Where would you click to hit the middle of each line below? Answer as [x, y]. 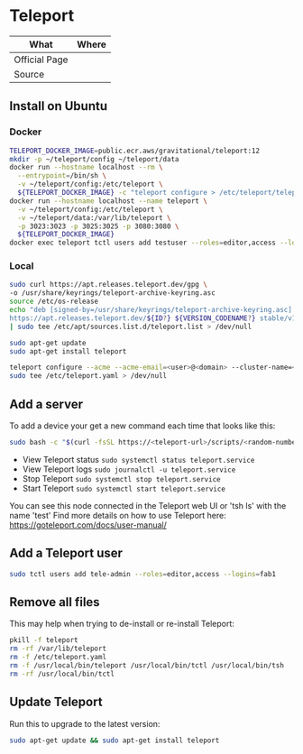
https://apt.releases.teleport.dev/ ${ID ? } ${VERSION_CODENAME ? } [133, 318]
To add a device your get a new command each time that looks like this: [142, 426]
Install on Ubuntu [59, 106]
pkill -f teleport [44, 640]
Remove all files [55, 602]
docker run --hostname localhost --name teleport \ [108, 201]
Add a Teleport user [66, 553]
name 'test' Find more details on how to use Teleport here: [118, 515]
